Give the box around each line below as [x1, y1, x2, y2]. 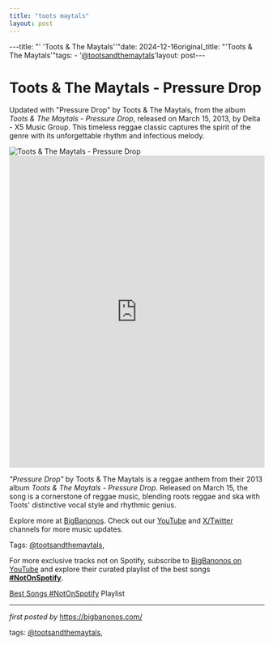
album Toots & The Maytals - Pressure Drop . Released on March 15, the [9, 483, 248, 493]
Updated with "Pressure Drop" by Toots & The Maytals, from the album [9, 105, 246, 115]
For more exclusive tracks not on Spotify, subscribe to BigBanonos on [9, 556, 242, 566]
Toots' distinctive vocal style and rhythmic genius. [9, 500, 177, 510]
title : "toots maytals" [9, 11, 90, 20]
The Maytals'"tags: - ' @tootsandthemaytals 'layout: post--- [9, 50, 206, 60]
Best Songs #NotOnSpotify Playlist [9, 588, 125, 599]
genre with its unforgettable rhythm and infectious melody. [9, 131, 205, 141]
